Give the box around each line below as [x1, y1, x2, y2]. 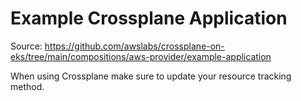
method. [10, 80, 45, 92]
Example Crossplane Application [10, 7, 288, 30]
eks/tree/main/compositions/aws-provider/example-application [10, 50, 272, 62]
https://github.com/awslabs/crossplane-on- [44, 40, 225, 52]
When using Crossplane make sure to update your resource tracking [10, 70, 292, 82]
